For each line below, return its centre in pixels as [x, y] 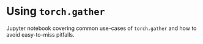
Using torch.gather [56, 11]
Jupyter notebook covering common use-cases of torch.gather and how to [102, 28]
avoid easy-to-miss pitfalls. [40, 34]
